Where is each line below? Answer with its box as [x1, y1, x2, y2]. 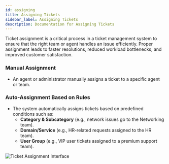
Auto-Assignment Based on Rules [5, 94, 90, 101]
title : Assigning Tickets [5, 12, 60, 17]
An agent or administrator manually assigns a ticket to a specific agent [12, 76, 160, 82]
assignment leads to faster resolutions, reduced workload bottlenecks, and [5, 46, 162, 52]
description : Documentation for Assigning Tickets [5, 21, 115, 27]
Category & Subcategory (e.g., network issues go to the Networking [20, 116, 164, 122]
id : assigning [5, 7, 36, 13]
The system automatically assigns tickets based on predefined [12, 105, 144, 112]
